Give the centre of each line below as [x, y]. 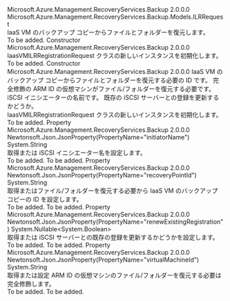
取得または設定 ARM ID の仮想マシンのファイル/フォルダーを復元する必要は [115, 275]
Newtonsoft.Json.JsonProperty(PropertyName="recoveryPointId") [102, 175]
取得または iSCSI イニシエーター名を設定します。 [77, 153]
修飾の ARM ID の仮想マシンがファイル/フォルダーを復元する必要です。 [114, 89]
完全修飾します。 [31, 284]
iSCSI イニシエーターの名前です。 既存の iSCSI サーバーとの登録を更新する [113, 97]
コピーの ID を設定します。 [45, 199]
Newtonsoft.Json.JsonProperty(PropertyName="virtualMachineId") [103, 260]
